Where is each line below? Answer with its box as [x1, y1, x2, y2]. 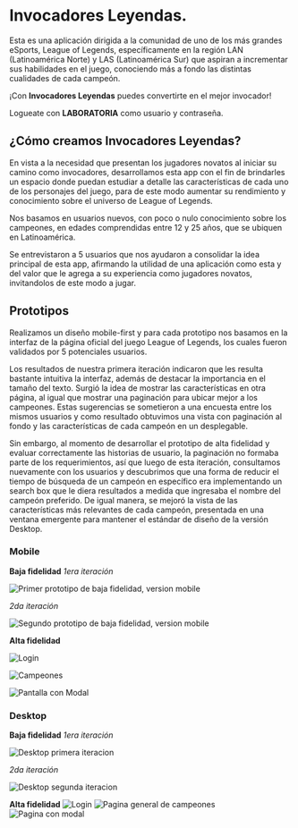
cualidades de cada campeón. [9, 72, 121, 83]
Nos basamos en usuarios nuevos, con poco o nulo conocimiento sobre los [9, 212, 287, 224]
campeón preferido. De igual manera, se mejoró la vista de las [9, 494, 239, 505]
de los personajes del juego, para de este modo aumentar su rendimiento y [9, 185, 286, 197]
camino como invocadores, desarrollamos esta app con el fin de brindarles [9, 166, 285, 177]
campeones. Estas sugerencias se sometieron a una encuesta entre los [9, 401, 272, 412]
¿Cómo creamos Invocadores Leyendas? [9, 133, 242, 148]
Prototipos [9, 303, 70, 318]
